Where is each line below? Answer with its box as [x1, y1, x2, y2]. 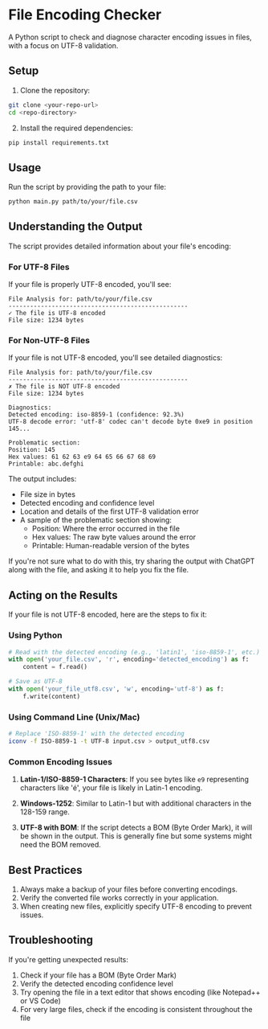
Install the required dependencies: [19, 123, 134, 133]
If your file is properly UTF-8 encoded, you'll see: [8, 280, 172, 289]
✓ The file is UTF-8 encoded [8, 310, 106, 318]
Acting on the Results [8, 588, 118, 602]
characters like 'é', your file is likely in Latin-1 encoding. [19, 783, 203, 793]
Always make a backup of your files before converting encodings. [19, 884, 238, 894]
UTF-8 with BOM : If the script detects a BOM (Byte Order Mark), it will [19, 822, 253, 833]
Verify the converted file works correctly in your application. [19, 892, 219, 902]
